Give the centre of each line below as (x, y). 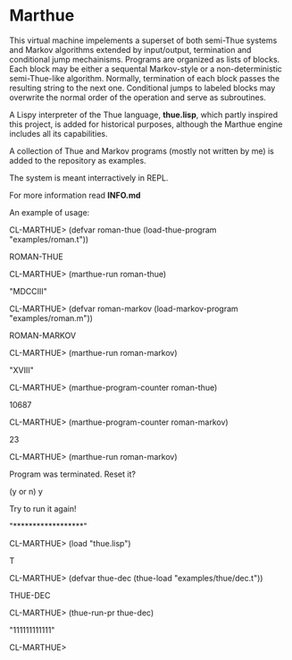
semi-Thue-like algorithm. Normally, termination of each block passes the (144, 78)
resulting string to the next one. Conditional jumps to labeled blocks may (142, 88)
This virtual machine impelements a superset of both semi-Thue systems (143, 40)
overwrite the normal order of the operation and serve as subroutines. (138, 97)
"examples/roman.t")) (49, 239)
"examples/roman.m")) (51, 317)
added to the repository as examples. (78, 160)
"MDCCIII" (28, 291)
